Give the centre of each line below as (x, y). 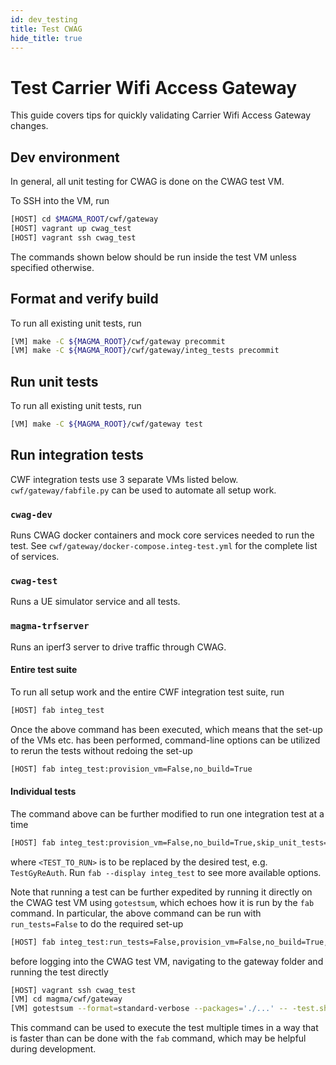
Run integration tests (77, 455)
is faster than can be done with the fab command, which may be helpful (158, 1038)
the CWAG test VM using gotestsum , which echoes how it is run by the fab (162, 902)
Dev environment (65, 157)
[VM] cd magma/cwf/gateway (66, 999)
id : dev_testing (44, 19)
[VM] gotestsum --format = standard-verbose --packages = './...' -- (149, 1009)
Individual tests (43, 792)
